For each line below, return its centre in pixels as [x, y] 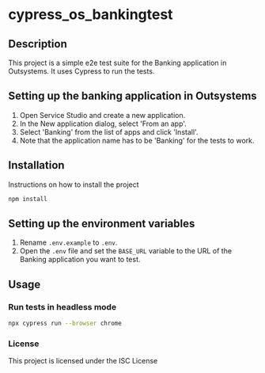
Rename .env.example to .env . [68, 242]
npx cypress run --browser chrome [65, 323]
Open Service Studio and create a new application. [102, 115]
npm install [28, 199]
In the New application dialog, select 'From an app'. [103, 124]
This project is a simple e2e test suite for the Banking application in [117, 63]
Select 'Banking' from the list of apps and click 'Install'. [109, 131]
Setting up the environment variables [102, 223]
